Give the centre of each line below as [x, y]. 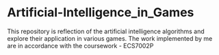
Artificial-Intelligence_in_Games [101, 13]
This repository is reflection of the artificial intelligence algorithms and [106, 31]
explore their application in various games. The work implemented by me [110, 38]
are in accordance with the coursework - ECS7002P [80, 45]
